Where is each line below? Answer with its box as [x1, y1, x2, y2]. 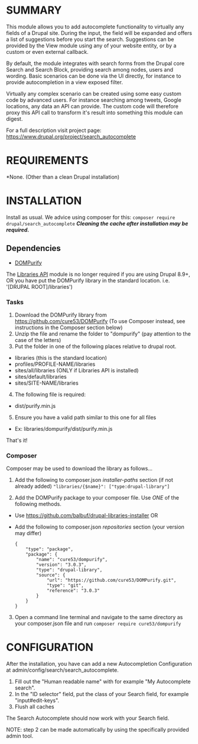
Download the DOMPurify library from [14, 311, 108, 318]
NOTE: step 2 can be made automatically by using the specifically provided [6, 726, 189, 733]
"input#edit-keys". [14, 697, 60, 704]
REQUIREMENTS [6, 154, 89, 168]
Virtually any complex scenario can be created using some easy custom [6, 90, 181, 97]
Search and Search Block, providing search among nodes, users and [6, 66, 173, 73]
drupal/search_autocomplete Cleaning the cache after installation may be [6, 220, 189, 227]
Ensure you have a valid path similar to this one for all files [14, 414, 157, 421]
